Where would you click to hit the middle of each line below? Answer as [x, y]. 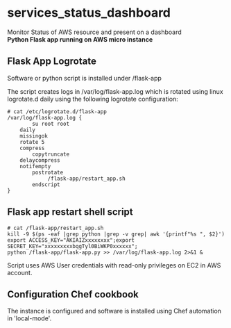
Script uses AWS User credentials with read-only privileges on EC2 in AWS [114, 265]
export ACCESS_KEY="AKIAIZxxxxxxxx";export [71, 240]
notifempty [35, 166]
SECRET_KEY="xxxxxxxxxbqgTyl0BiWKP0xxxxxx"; [72, 246]
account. [20, 272]
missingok [34, 136]
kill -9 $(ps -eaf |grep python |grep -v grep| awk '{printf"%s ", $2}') [116, 234]
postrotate [48, 172]
